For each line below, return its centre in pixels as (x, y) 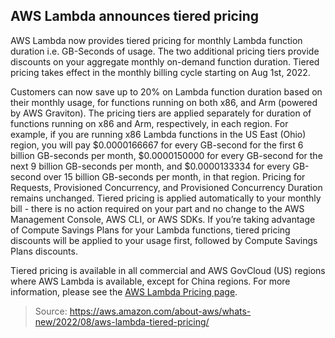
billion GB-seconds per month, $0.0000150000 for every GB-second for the (166, 155)
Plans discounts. (44, 251)
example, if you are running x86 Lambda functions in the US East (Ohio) (158, 134)
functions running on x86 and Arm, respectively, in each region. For (149, 123)
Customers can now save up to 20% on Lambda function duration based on (166, 91)
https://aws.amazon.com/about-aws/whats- (160, 311)
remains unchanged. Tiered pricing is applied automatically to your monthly (166, 198)
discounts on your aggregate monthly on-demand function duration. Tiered (165, 61)
